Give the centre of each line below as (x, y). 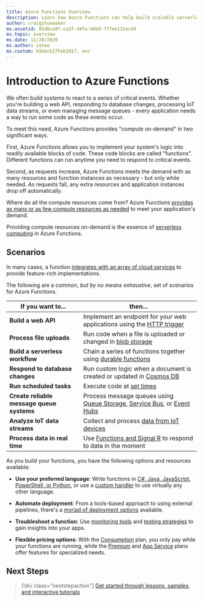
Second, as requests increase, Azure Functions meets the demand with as (99, 171)
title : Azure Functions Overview (48, 12)
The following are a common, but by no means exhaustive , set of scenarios (100, 285)
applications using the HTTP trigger (134, 324)
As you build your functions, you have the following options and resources (99, 460)
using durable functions (117, 359)
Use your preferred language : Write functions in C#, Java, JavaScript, (103, 478)
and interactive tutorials (50, 592)
